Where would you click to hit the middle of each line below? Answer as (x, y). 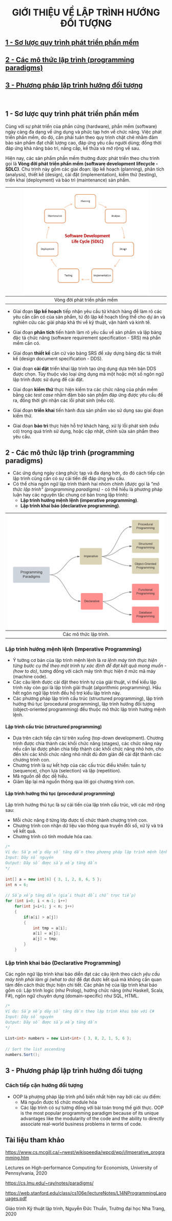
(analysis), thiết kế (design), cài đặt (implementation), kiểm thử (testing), (81, 174)
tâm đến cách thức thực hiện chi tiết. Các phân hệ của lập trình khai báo (81, 985)
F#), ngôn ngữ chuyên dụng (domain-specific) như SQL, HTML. (72, 996)
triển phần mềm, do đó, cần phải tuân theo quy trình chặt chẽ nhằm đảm (82, 137)
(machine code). (30, 677)
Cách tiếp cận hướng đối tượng (44, 1085)
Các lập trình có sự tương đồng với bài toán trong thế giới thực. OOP (92, 1107)
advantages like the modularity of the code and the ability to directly (92, 1118)
